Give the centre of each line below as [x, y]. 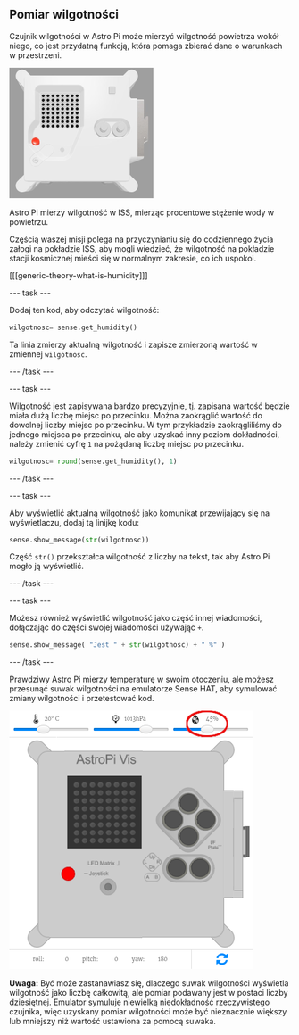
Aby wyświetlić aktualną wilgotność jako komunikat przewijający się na [140, 513]
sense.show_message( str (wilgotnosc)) [79, 540]
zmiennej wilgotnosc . [48, 354]
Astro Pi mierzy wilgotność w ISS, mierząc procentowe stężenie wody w [142, 212]
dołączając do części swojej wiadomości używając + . [107, 627]
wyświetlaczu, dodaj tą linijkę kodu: [75, 522]
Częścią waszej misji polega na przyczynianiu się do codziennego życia [141, 239]
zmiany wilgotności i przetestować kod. [82, 699]
